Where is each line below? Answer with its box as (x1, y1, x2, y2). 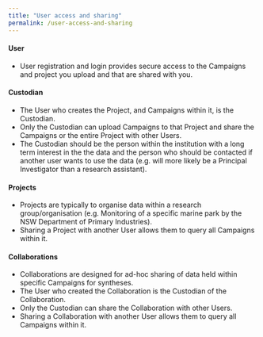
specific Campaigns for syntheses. (19, 278, 134, 288)
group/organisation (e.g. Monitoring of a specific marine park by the (19, 209, 242, 218)
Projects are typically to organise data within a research (19, 200, 202, 210)
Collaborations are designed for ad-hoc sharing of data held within (19, 270, 238, 279)
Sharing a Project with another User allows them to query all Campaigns (19, 225, 255, 235)
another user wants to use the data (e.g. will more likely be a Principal (19, 155, 247, 165)
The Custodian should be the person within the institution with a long (19, 139, 245, 148)
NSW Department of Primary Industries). (19, 217, 153, 227)
